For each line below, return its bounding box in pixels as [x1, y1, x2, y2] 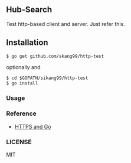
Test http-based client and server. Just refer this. [6, 20, 125, 27]
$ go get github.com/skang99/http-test [6, 53, 104, 59]
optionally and [6, 63, 41, 70]
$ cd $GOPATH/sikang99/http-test [6, 75, 89, 81]
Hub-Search [6, 5, 52, 15]
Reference [6, 109, 37, 118]
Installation [6, 38, 48, 48]
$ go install [6, 80, 38, 86]
